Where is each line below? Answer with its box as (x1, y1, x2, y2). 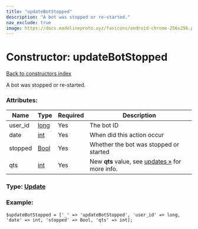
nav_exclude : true (6, 19, 51, 25)
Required (58, 112, 84, 120)
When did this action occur (89, 131, 164, 139)
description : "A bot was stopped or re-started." (6, 14, 131, 20)
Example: (6, 198, 34, 207)
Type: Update (6, 182, 46, 191)
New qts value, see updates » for (89, 158, 181, 166)
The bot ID (89, 122, 119, 130)
